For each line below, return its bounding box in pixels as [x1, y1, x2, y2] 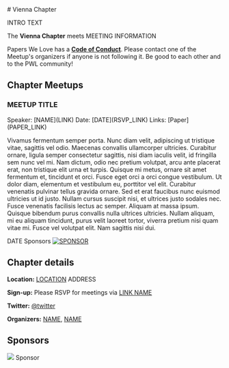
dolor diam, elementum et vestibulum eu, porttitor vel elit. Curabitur [7, 180, 196, 188]
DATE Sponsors [7, 236, 51, 245]
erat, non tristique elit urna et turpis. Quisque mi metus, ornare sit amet [7, 165, 207, 173]
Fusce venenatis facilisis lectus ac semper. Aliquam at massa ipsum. [7, 201, 200, 210]
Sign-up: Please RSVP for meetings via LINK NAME [7, 288, 152, 296]
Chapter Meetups [7, 79, 83, 91]
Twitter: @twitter [7, 302, 56, 310]
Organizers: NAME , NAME [7, 315, 82, 323]
